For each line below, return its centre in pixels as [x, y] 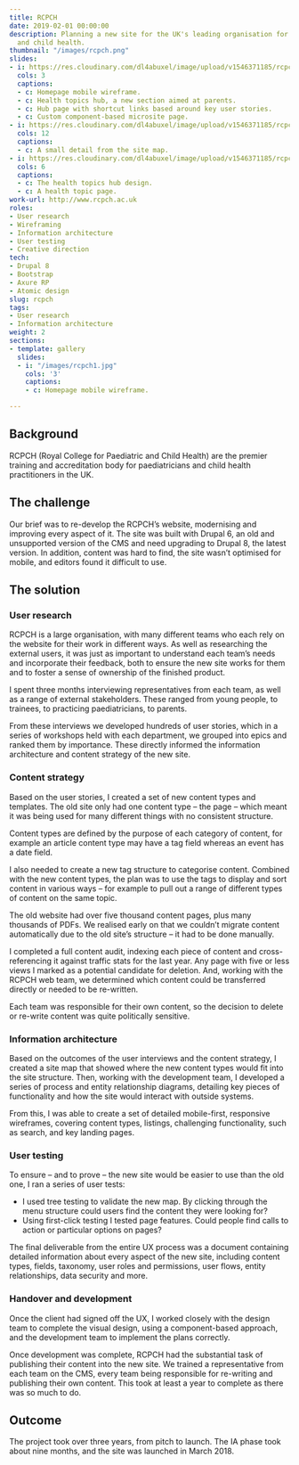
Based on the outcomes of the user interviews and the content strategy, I [143, 1058]
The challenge [50, 503]
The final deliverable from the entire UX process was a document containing [149, 1248]
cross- [271, 951]
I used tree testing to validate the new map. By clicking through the [145, 1202]
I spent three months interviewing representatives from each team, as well [145, 690]
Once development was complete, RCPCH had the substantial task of [136, 1355]
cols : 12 [33, 134]
